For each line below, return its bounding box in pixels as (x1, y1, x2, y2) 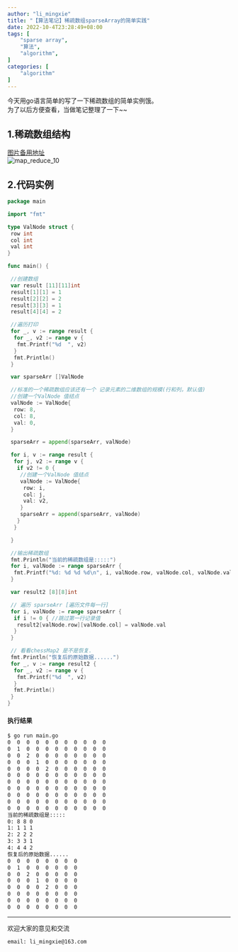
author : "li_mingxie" (7, 10, 72, 18)
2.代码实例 (7, 179, 55, 191)
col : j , (23, 491, 46, 498)
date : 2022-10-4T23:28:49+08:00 (7, 23, 103, 30)
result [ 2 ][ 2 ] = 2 (10, 295, 62, 302)
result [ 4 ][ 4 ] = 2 (10, 308, 62, 315)
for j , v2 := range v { (13, 458, 84, 465)
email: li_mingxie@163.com (7, 938, 87, 945)
